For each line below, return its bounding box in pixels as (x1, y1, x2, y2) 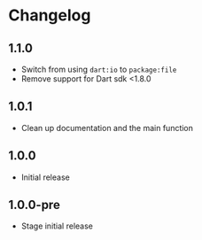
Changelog (8, 5, 91, 26)
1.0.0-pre (8, 197, 61, 213)
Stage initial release (20, 221, 94, 231)
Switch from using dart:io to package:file (20, 64, 177, 74)
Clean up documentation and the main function (20, 122, 194, 133)
